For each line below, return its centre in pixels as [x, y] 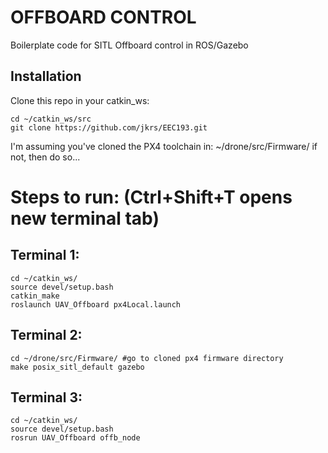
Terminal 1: [45, 255]
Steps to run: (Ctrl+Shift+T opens [151, 197]
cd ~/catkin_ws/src [51, 119]
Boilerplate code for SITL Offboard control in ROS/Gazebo [129, 45]
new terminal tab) [85, 218]
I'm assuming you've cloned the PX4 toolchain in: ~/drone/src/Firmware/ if [164, 146]
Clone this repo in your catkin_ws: [80, 100]
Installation [46, 76]
